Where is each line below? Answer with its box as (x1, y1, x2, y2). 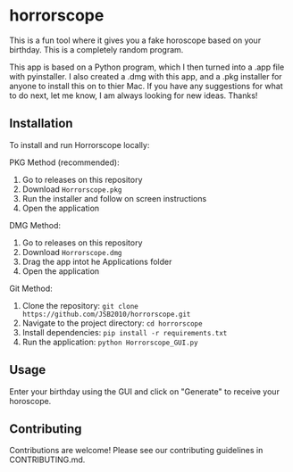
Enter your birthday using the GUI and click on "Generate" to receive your (9, 385, 280, 397)
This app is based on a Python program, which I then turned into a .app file (9, 62, 285, 72)
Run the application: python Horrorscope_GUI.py (21, 336, 198, 347)
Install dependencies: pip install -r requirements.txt (21, 327, 228, 337)
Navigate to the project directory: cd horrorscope (21, 318, 203, 328)
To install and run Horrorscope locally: (9, 139, 150, 150)
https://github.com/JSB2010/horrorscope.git (21, 310, 191, 319)
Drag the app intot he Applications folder (21, 256, 172, 267)
